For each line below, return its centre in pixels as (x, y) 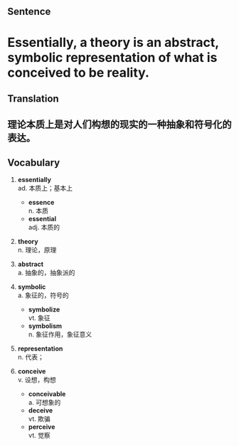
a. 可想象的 (44, 403)
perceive (42, 427)
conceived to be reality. (78, 72)
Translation (33, 99)
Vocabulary (34, 163)
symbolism (45, 326)
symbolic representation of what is (112, 57)
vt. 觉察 (39, 435)
